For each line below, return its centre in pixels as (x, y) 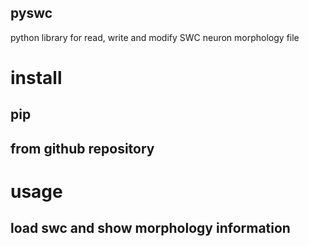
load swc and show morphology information (150, 228)
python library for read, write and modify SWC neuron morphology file (155, 37)
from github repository (82, 148)
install (36, 78)
